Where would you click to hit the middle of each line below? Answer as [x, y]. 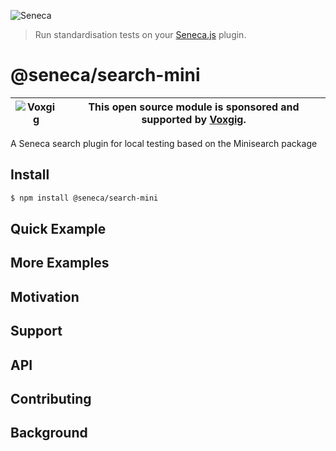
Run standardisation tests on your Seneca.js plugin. [140, 34]
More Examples [60, 263]
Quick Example [58, 229]
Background [49, 433]
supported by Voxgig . [194, 119]
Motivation [45, 296]
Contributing [51, 398]
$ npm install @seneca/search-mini [84, 198]
